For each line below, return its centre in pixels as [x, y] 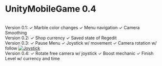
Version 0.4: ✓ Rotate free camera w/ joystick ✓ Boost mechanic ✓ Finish [79, 53]
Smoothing [16, 33]
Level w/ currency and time [32, 58]
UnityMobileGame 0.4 [51, 9]
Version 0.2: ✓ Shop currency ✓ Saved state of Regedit [61, 38]
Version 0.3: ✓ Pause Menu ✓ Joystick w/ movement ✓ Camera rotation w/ [81, 43]
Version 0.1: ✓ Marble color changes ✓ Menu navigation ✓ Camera [72, 27]
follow [11, 48]
